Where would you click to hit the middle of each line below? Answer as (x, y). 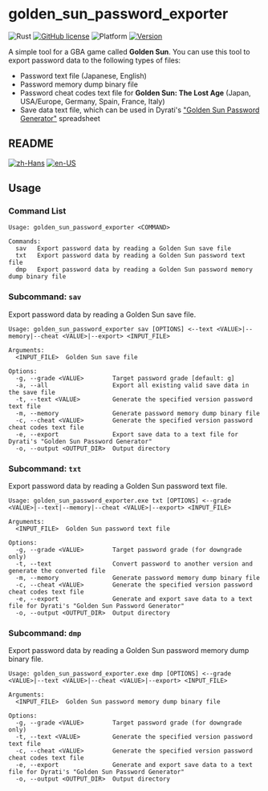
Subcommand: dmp (45, 633)
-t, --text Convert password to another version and (134, 564)
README (31, 144)
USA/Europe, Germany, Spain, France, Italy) (92, 101)
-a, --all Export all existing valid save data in (132, 385)
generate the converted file (57, 571)
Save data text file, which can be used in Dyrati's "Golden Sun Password (140, 110)
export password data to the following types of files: (95, 60)
